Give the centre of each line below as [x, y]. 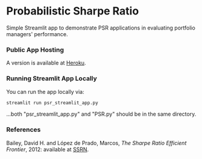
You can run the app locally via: [45, 92]
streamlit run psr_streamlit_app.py [52, 103]
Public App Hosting [35, 49]
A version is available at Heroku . [46, 63]
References [24, 129]
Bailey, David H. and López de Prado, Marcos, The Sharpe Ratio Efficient [96, 143]
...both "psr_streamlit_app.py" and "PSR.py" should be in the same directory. [101, 114]
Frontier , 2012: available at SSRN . [48, 149]
